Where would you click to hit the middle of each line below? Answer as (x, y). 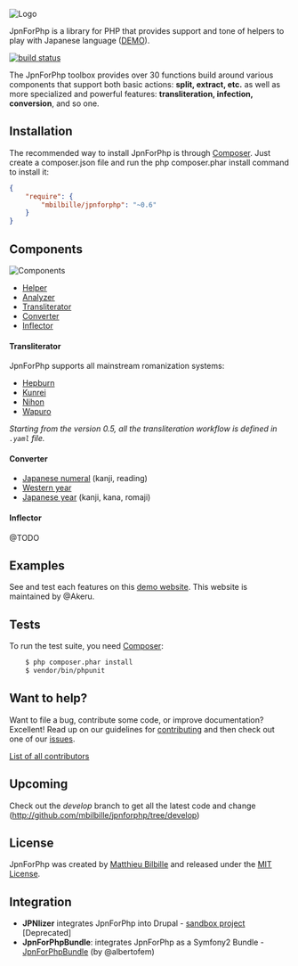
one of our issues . (42, 739)
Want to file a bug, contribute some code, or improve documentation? (137, 720)
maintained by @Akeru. (52, 596)
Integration (41, 901)
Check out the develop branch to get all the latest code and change (133, 806)
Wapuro (36, 412)
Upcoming (39, 784)
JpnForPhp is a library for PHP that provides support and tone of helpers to (147, 31)
